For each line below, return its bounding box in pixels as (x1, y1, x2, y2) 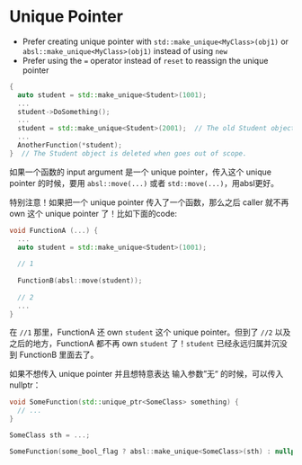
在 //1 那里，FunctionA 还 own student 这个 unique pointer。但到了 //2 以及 (9, 326, 291, 338)
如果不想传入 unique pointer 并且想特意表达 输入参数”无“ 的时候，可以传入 (9, 369, 284, 380)
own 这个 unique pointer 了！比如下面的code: (9, 208, 178, 219)
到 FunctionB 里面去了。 (9, 349, 99, 361)
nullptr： (9, 380, 41, 390)
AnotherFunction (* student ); (17, 141, 123, 150)
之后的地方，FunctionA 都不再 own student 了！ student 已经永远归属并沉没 (9, 338, 288, 349)
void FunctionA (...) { (9, 226, 99, 235)
